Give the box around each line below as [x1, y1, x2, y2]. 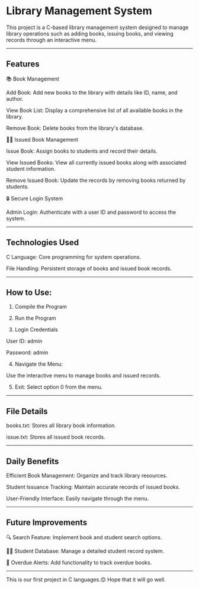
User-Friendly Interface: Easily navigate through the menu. [6, 495, 149, 502]
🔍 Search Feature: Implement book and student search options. [6, 533, 162, 540]
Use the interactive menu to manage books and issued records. [6, 372, 161, 379]
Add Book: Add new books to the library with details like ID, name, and [6, 89, 178, 96]
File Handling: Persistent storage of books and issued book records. [6, 265, 172, 272]
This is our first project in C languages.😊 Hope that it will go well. [6, 576, 166, 583]
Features [6, 59, 40, 69]
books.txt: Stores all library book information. [6, 422, 117, 429]
